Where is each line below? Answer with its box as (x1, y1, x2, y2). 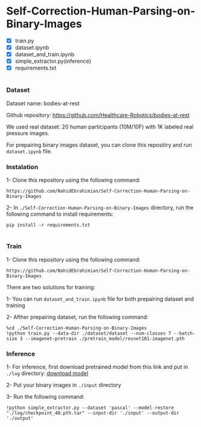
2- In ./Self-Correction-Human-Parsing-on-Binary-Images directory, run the (6, 204, 194, 211)
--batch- (173, 330, 196, 336)
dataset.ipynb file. (6, 147, 53, 155)
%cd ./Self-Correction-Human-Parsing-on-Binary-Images (6, 325, 147, 331)
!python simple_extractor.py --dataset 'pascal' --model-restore (6, 405, 174, 411)
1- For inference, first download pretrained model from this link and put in (6, 363, 188, 370)
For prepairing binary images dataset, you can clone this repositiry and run (6, 141, 192, 149)
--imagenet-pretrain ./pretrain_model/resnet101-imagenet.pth (25, 335, 185, 342)
